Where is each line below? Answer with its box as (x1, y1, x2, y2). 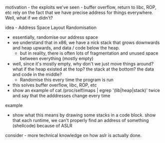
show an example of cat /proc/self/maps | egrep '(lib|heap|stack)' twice (12, 87, 161, 93)
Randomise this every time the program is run (19, 77, 114, 82)
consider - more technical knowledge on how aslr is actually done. (5, 132, 142, 138)
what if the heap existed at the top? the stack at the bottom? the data (12, 66, 155, 72)
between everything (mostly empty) (19, 55, 94, 61)
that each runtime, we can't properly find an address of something (12, 117, 149, 123)
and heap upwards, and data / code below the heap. (12, 45, 120, 50)
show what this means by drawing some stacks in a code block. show (12, 112, 156, 118)
